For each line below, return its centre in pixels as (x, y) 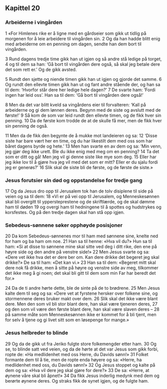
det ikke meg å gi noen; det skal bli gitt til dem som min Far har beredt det (81, 273)
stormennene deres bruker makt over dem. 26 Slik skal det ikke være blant (82, 299)
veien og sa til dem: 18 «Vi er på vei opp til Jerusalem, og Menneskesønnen (82, 196)
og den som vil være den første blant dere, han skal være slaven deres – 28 (83, 309)
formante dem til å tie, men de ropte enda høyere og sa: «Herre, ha (74, 360)
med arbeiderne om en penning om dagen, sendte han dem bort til (73, 44)
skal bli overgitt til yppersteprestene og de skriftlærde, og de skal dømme (80, 201)
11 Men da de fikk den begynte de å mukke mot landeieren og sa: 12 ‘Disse (81, 135)
